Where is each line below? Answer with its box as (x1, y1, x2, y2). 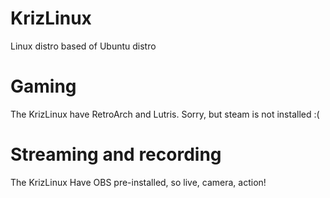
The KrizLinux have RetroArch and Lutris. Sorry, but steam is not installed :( (10, 108, 320, 120)
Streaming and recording (10, 143, 222, 166)
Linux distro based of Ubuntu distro (10, 40, 157, 52)
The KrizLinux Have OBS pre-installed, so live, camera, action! (10, 176, 267, 188)
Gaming (10, 75, 77, 98)
